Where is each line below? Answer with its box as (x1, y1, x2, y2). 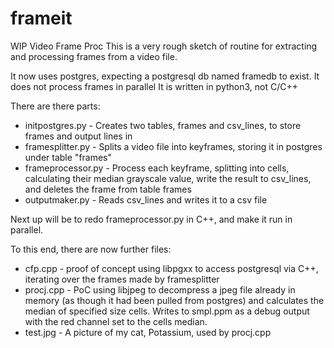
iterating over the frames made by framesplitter (24, 273, 220, 285)
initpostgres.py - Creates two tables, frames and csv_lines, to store (24, 119, 302, 131)
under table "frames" (24, 151, 113, 163)
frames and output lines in (24, 130, 133, 142)
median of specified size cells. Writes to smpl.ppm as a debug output (24, 305, 310, 317)
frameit (10, 7, 73, 30)
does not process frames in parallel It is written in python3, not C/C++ (10, 80, 299, 92)
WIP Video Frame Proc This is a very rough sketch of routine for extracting (10, 40, 318, 52)
